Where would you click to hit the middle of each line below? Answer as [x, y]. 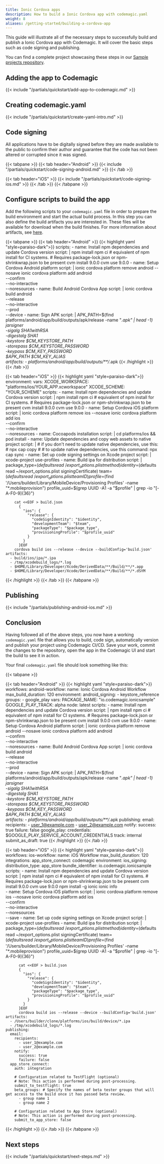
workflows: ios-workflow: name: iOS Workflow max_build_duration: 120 [77, 855]
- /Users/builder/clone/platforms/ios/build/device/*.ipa [70, 1021]
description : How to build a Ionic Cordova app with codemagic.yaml [77, 14]
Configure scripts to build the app [58, 199]
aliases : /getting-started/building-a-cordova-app [58, 23]
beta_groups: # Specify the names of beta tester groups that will [84, 1090]
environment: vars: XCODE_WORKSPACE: [47, 381]
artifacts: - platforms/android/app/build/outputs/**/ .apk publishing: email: [80, 820]
